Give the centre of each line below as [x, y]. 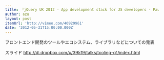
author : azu [17, 14]
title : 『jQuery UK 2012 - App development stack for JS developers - [78, 10]
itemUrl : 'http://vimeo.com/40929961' [44, 23]
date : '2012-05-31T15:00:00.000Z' [40, 28]
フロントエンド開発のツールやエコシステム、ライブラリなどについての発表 [80, 42]
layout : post [18, 19]
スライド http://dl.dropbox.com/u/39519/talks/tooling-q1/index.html [72, 53]
